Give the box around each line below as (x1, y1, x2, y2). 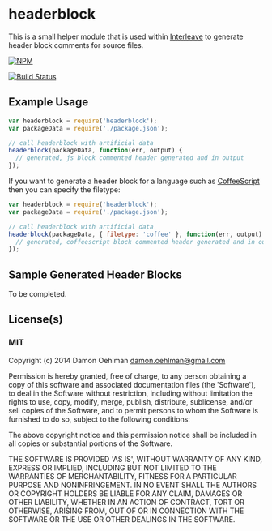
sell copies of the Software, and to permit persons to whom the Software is (8, 405, 259, 415)
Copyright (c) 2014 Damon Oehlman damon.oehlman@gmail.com (8, 355, 226, 365)
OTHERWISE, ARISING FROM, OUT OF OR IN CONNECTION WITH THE (8, 506, 244, 516)
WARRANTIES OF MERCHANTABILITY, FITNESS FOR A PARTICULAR (8, 471, 237, 481)
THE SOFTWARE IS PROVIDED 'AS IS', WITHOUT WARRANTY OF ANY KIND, (8, 454, 263, 464)
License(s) (8, 313, 63, 327)
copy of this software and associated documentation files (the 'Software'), (8, 379, 257, 389)
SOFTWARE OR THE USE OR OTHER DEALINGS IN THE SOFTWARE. (8, 514, 236, 524)
